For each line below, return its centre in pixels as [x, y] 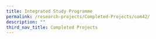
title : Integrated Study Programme [49, 11]
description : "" [26, 22]
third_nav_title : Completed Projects [52, 27]
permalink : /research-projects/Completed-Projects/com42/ [78, 17]
